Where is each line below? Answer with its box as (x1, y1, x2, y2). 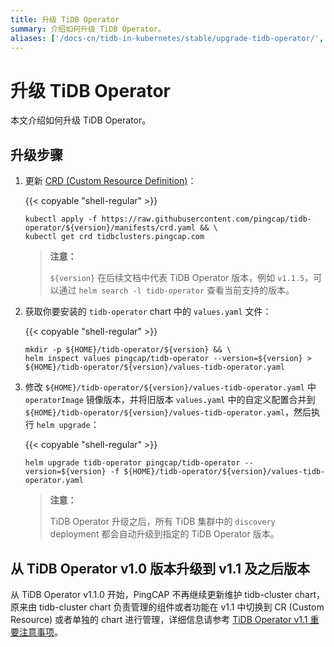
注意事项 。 (18, 626, 63, 638)
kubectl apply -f (24, 214, 98, 225)
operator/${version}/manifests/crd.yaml (24, 223, 196, 233)
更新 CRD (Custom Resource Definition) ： (24, 175, 197, 187)
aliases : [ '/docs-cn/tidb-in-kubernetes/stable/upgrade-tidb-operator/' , (10, 33, 325, 43)
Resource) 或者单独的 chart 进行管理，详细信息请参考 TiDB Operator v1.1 (10, 613, 308, 625)
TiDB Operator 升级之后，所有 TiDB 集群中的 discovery (49, 516, 276, 528)
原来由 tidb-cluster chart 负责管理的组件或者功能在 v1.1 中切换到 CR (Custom (10, 601, 325, 613)
